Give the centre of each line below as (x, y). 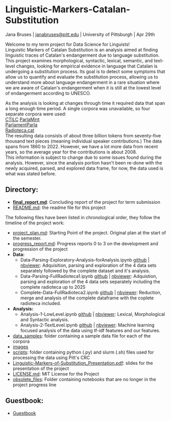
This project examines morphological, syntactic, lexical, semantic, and (79, 60)
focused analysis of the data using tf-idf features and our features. (90, 330)
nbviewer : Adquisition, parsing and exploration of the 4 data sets (88, 265)
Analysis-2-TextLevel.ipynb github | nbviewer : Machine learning (87, 325)
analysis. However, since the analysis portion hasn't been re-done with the (84, 162)
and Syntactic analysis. (45, 319)
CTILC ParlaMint (22, 119)
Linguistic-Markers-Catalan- (68, 9)
